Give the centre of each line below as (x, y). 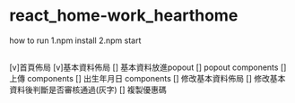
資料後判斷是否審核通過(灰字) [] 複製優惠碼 (88, 90)
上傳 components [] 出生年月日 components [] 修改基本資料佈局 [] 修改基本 (147, 79)
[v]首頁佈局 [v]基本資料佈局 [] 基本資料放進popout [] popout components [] (148, 67)
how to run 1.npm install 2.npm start (75, 40)
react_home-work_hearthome (124, 16)
